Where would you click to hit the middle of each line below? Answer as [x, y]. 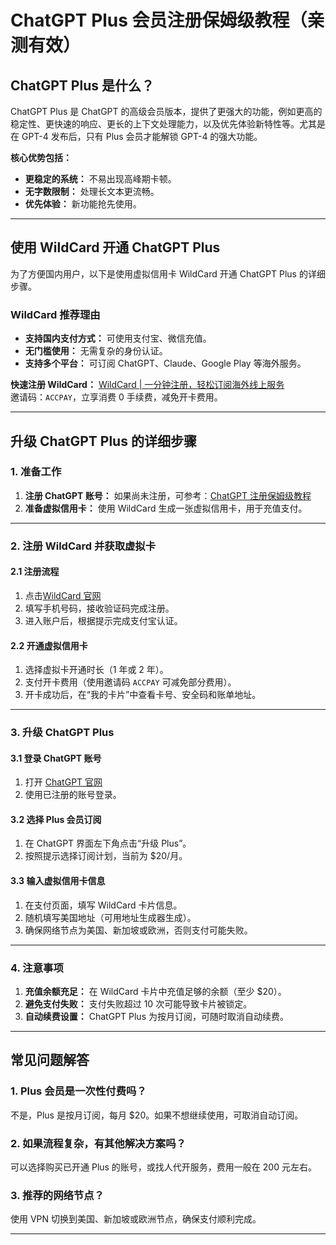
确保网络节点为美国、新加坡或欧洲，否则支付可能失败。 [138, 930]
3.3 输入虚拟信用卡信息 [58, 881]
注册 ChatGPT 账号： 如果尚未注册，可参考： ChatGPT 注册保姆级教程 [168, 495]
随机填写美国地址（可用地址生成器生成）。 [110, 917]
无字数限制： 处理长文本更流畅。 [92, 191]
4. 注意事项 [37, 968]
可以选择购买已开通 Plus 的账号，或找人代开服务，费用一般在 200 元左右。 [163, 1167]
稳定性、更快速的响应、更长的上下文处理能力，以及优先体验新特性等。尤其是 [168, 124]
